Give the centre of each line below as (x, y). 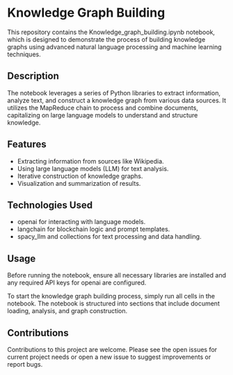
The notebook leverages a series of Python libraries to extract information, (114, 93)
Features (27, 144)
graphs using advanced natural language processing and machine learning (114, 47)
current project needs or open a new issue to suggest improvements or (109, 357)
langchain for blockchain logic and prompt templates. (94, 229)
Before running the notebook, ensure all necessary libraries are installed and (116, 276)
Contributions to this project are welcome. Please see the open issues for (112, 350)
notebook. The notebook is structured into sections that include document (114, 303)
